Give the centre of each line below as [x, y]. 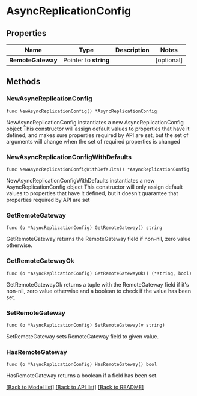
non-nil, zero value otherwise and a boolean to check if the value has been [98, 291]
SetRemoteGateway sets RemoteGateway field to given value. [83, 336]
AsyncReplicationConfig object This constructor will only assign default [95, 187]
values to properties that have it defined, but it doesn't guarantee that [92, 193]
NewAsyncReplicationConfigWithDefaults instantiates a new [80, 180]
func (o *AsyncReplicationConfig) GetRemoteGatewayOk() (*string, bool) [99, 273]
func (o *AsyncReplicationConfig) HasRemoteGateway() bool [82, 365]
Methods [23, 81]
